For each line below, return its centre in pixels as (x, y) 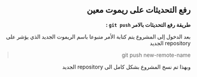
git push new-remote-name (156, 55)
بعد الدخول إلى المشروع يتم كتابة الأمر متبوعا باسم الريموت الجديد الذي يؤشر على (98, 37)
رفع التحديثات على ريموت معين (138, 10)
